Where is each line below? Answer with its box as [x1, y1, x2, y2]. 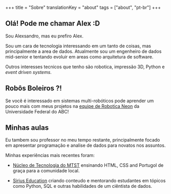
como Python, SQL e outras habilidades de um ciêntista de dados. [12, 183, 153, 189]
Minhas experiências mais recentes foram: [5, 152, 95, 159]
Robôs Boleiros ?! [5, 84, 62, 93]
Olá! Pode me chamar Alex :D [5, 19, 100, 28]
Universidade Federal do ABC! [5, 108, 69, 114]
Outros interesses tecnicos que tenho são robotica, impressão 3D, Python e [5, 64, 165, 70]
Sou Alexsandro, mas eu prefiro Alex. [5, 33, 83, 39]
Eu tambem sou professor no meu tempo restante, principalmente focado [5, 137, 160, 143]
